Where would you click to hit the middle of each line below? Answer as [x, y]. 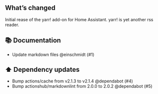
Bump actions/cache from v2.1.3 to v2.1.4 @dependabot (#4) [72, 81]
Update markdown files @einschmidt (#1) [53, 54]
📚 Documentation [33, 40]
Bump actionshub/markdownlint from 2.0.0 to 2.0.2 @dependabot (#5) [82, 86]
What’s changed [30, 8]
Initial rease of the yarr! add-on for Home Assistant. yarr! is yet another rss [79, 19]
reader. [12, 25]
